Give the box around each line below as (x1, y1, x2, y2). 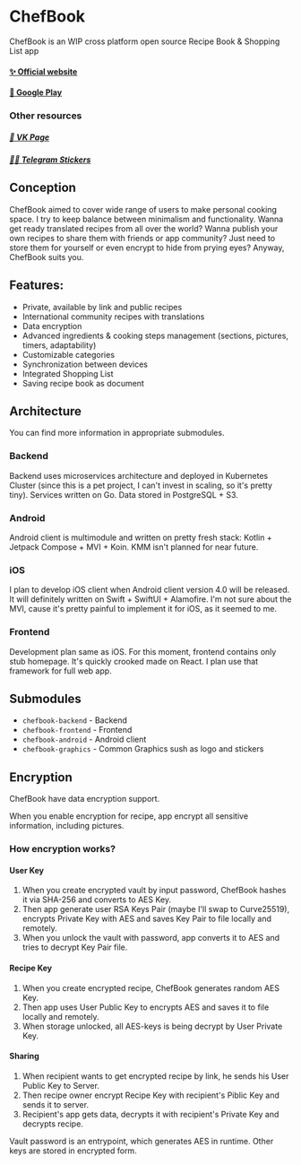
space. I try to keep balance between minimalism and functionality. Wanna (9, 213, 284, 224)
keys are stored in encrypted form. (9, 1145, 137, 1156)
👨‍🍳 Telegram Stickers (9, 154, 91, 165)
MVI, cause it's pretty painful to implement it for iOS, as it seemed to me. (9, 604, 278, 614)
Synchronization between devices (21, 359, 148, 369)
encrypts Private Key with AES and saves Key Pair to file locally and (21, 913, 271, 925)
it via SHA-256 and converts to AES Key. (21, 894, 172, 905)
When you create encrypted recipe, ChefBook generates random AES (21, 982, 280, 993)
